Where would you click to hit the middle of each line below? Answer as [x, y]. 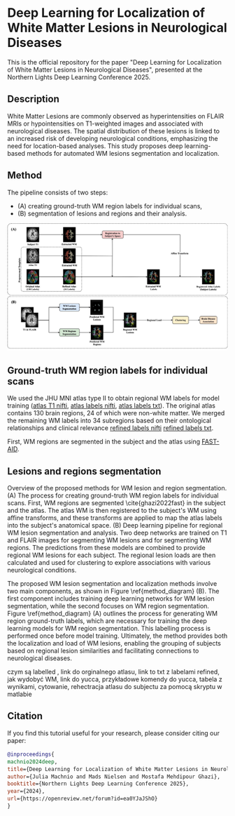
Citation [25, 716]
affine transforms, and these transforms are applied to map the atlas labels [115, 518]
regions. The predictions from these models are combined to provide [106, 548]
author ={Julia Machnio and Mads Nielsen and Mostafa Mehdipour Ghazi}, [114, 777]
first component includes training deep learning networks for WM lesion [111, 598]
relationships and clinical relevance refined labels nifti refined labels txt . [111, 428]
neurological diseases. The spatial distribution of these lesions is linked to [114, 131]
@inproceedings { [31, 754]
